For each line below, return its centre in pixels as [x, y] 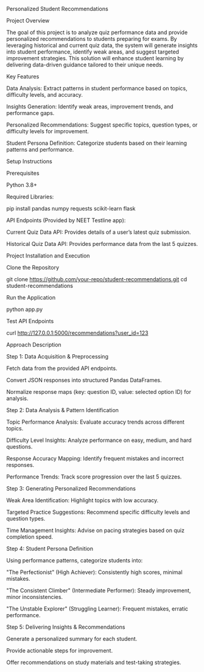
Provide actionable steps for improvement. [60, 650]
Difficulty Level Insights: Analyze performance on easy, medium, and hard [99, 440]
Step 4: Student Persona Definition [50, 548]
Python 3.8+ [22, 185]
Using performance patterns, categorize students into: [75, 560]
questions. [19, 446]
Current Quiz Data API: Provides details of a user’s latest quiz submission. [99, 232]
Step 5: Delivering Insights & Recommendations [66, 627]
